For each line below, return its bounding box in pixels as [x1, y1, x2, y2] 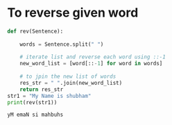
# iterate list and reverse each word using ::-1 [19, 53, 166, 60]
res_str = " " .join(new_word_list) [19, 79, 123, 86]
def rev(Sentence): [7, 28, 64, 35]
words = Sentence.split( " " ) [19, 40, 104, 48]
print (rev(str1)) [7, 99, 58, 106]
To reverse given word [7, 5, 139, 21]
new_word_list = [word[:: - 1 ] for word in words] [19, 60, 163, 67]
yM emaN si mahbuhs [7, 111, 64, 119]
